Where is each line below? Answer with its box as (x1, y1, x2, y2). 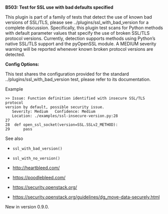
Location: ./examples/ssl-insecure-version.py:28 (12, 113, 118, 118)
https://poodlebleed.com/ (12, 175, 66, 180)
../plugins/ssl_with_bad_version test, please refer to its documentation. (5, 77, 151, 82)
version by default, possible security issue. (5, 105, 105, 110)
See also (5, 135, 24, 141)
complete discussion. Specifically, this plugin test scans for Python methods (5, 25, 163, 31)
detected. (5, 51, 25, 57)
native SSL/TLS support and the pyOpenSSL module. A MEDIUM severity (5, 41, 157, 47)
